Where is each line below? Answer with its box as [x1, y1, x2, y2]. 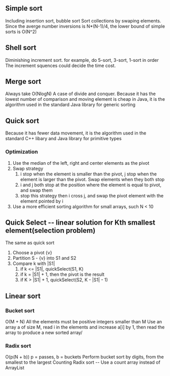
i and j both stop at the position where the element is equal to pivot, [20, 182, 162, 188]
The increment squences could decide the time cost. [5, 62, 116, 69]
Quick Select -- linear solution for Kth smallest [5, 218, 155, 227]
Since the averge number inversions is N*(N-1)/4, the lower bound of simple [5, 23, 165, 29]
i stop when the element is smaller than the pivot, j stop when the [20, 171, 157, 177]
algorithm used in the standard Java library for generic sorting [5, 102, 136, 108]
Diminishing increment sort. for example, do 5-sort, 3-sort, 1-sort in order [5, 57, 159, 63]
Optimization [5, 148, 38, 156]
